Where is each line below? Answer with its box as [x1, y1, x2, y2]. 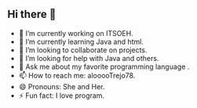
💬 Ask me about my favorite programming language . [18, 62, 190, 71]
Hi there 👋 [7, 8, 57, 21]
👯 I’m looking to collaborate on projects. [18, 45, 148, 55]
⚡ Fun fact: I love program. [18, 91, 105, 100]
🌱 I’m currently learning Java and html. [18, 37, 144, 46]
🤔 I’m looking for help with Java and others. [18, 53, 159, 63]
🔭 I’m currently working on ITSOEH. [18, 28, 134, 38]
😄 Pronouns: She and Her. [18, 81, 105, 91]
